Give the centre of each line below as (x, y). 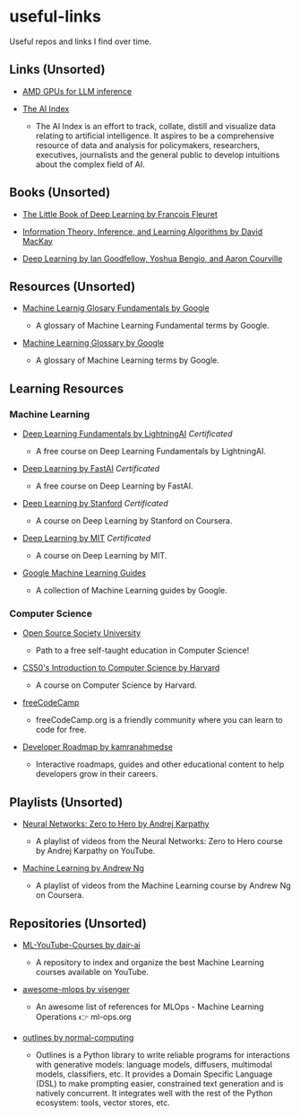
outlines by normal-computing (78, 1037)
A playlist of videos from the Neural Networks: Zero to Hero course (159, 841)
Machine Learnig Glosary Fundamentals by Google (116, 308)
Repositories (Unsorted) (78, 924)
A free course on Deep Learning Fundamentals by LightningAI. (151, 452)
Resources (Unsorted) (73, 286)
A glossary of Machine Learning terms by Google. (127, 360)
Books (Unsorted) (60, 193)
